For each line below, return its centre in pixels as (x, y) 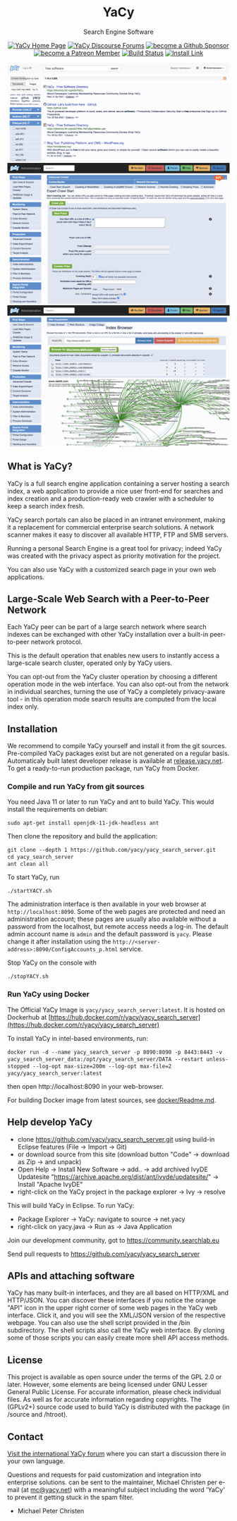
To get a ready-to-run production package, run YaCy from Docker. (103, 769)
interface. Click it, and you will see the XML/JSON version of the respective (116, 1315)
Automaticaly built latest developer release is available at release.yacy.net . (115, 761)
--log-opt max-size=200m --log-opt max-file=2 (102, 1066)
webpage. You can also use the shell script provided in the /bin (99, 1323)
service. (131, 949)
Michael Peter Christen (51, 1510)
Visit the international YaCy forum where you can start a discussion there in (117, 1453)
